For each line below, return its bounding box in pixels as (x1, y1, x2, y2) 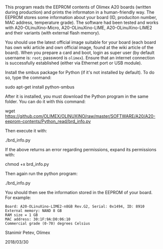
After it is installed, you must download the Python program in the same (5, 93, 148, 99)
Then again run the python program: (5, 171, 78, 177)
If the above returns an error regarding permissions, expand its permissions (5, 147, 157, 152)
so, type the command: (5, 75, 52, 80)
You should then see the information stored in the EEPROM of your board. (5, 190, 153, 195)
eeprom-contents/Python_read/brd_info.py (5, 119, 91, 124)
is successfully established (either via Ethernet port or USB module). (5, 60, 142, 66)
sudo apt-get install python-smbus (5, 84, 74, 89)
